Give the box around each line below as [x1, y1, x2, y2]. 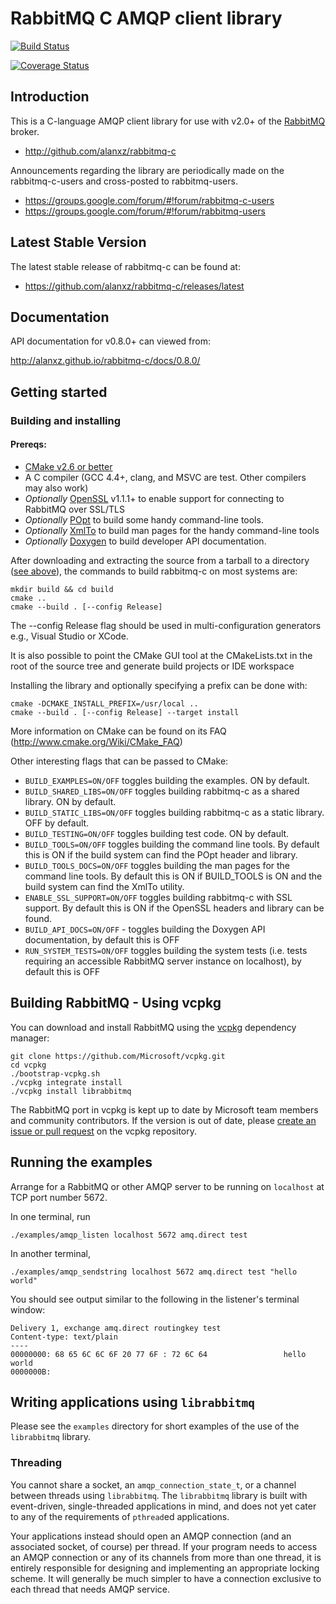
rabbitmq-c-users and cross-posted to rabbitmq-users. [10, 175, 238, 187]
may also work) [24, 482, 89, 494]
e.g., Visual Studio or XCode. [10, 630, 129, 642]
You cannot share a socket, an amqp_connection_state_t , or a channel [10, 1478, 297, 1491]
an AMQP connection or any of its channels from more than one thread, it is [10, 1551, 322, 1563]
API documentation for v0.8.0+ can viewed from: [10, 335, 211, 347]
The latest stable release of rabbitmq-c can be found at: [10, 260, 241, 272]
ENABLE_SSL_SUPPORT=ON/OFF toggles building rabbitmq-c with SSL [24, 891, 293, 903]
